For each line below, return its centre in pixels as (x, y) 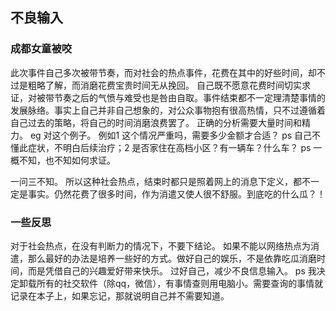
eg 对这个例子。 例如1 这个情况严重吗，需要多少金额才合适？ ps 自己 (171, 135)
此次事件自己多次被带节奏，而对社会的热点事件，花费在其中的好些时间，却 (163, 72)
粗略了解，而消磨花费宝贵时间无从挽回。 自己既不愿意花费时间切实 (164, 85)
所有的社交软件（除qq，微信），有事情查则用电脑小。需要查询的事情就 (180, 283)
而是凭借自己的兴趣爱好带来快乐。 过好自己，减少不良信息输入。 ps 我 (172, 270)
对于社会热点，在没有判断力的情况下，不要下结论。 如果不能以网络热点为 (160, 245)
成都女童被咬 (41, 49)
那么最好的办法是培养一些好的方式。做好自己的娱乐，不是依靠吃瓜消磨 (172, 258)
